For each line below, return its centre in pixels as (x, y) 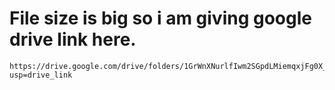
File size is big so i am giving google (160, 18)
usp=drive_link (41, 75)
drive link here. (73, 39)
